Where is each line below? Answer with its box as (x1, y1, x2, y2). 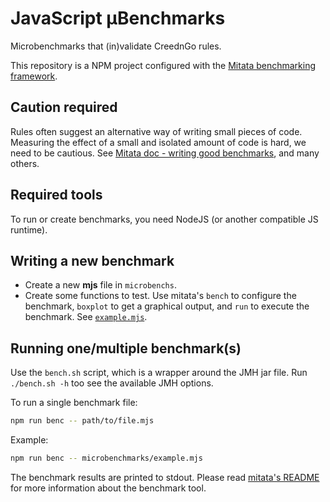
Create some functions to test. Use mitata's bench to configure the (24, 290, 297, 302)
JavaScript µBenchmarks (10, 7, 226, 30)
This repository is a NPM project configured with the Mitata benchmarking (10, 59, 317, 71)
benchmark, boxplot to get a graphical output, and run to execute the (24, 300, 310, 312)
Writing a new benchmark (10, 252, 175, 269)
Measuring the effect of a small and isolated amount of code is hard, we (10, 136, 307, 148)
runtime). (10, 223, 48, 236)
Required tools (10, 187, 103, 204)
